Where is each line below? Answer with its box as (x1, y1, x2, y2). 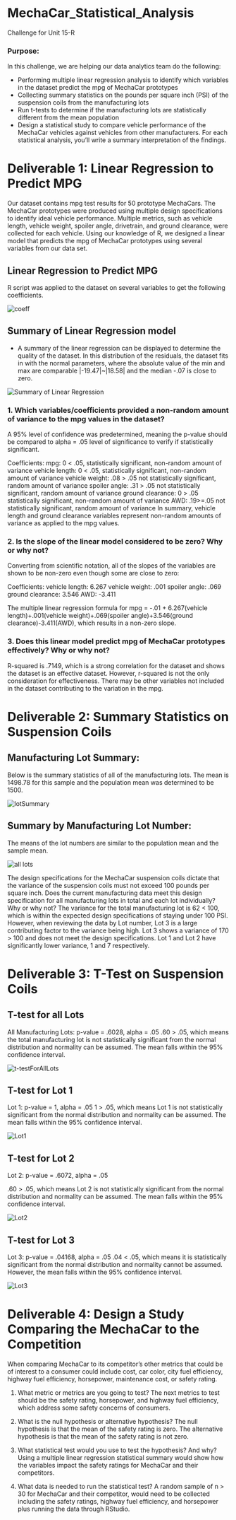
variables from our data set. (7, 244, 88, 252)
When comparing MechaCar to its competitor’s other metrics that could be (7, 1360, 223, 1368)
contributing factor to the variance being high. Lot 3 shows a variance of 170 (7, 926, 229, 935)
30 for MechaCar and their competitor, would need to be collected (17, 1490, 210, 1498)
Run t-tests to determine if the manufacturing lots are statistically (17, 106, 206, 115)
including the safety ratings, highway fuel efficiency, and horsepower (17, 1497, 219, 1505)
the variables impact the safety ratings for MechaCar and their (17, 1461, 199, 1469)
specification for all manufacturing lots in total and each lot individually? (7, 896, 216, 904)
